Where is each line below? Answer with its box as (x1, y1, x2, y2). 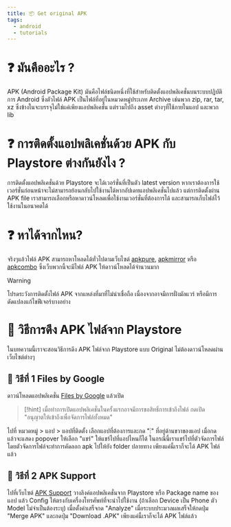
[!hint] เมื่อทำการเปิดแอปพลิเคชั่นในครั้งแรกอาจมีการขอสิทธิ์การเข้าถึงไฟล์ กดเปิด (23, 405, 206, 413)
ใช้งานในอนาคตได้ (7, 202, 48, 210)
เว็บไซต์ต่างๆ (7, 353, 36, 361)
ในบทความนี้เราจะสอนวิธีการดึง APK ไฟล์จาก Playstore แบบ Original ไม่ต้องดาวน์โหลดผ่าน (7, 345, 223, 353)
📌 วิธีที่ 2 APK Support (7, 470, 96, 482)
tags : (7, 16, 23, 23)
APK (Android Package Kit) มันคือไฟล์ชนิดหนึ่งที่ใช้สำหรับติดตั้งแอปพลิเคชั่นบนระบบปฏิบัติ (7, 87, 222, 96)
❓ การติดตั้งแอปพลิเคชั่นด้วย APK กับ (7, 136, 176, 152)
